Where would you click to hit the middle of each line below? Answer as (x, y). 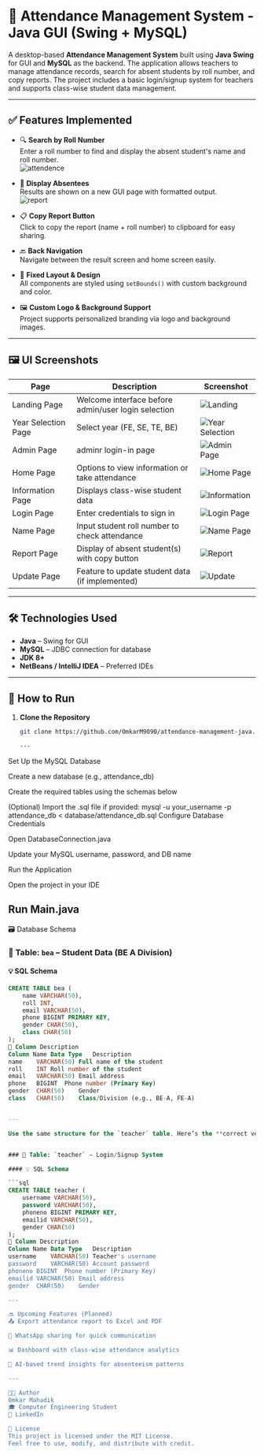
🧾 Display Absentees (54, 183)
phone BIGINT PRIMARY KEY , (66, 1018)
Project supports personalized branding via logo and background (125, 318)
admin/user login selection (125, 409)
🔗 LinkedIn (26, 1415)
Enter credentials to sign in (126, 513)
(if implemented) (107, 581)
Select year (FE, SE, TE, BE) (127, 427)
